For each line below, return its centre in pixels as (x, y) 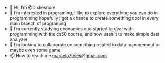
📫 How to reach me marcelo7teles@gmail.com (58, 55)
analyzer (19, 39)
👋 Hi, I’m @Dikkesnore (33, 8)
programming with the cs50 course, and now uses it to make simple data (84, 34)
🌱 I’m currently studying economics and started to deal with (71, 29)
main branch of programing (38, 23)
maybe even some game (35, 50)
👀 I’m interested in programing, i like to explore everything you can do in (84, 13)
